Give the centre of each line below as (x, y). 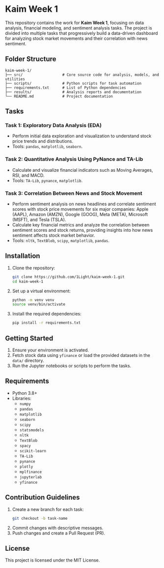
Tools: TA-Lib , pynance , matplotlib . (47, 180)
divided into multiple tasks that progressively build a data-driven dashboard (82, 33)
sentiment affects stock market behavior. (54, 235)
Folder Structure (31, 59)
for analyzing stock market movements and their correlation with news (76, 38)
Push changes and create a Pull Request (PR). (59, 533)
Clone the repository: (34, 268)
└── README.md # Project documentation (59, 96)
